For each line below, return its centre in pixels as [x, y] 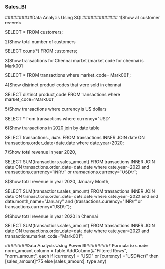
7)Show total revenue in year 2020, [41, 152]
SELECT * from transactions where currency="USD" [58, 119]
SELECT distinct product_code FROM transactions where [63, 95]
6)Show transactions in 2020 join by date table [52, 128]
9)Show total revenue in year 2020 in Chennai [52, 216]
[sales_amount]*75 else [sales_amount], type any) [56, 261]
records [13, 23]
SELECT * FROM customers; [34, 32]
